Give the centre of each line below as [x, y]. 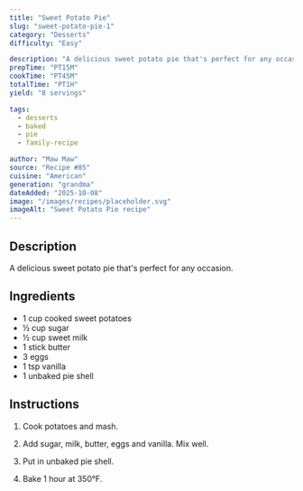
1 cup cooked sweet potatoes [77, 318]
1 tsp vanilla [44, 366]
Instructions [44, 405]
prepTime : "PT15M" [44, 68]
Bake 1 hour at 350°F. [62, 478]
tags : [19, 109]
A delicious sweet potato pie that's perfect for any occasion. [121, 268]
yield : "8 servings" [48, 93]
